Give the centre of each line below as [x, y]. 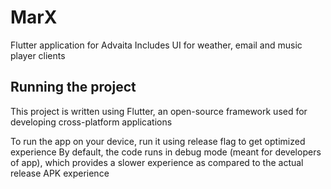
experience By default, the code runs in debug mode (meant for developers [166, 152]
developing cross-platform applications [91, 122]
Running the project [73, 87]
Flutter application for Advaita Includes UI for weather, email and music [156, 45]
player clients [38, 55]
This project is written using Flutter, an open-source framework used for [159, 111]
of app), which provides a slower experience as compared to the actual [157, 162]
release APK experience [60, 173]
